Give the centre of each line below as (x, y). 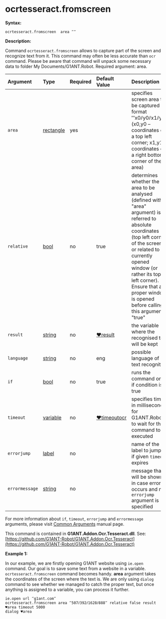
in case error (146, 483)
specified (142, 506)
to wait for (143, 424)
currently (142, 256)
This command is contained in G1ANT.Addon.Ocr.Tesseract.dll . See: (76, 533)
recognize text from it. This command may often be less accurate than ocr (81, 56)
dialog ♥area (19, 612)
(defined (141, 200)
